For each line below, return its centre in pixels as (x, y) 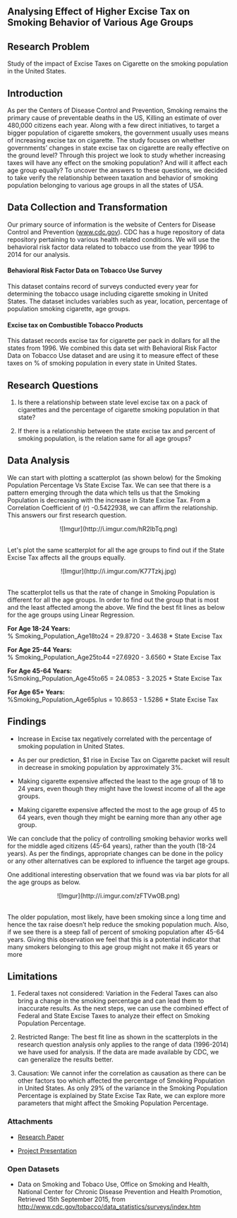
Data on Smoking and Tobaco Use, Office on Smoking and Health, (113, 1184)
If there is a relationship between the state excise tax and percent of (116, 431)
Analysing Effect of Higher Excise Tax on (99, 12)
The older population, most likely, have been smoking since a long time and (117, 917)
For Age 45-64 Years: (40, 670)
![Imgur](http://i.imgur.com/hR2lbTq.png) (119, 529)
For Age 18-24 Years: (39, 628)
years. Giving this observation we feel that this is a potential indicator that (114, 939)
